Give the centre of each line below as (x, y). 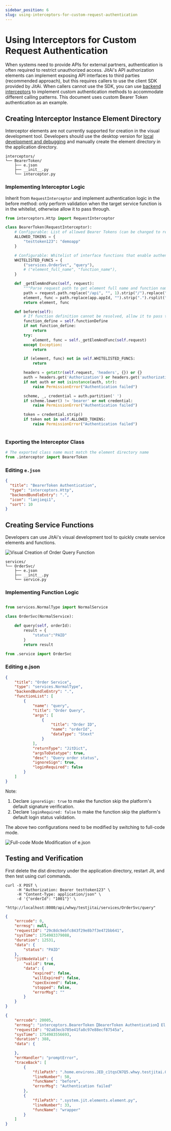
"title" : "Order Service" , (43, 682)
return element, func (47, 302)
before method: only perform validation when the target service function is (83, 204)
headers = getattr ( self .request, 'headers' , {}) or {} (83, 373)
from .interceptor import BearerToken (46, 457)
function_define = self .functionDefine (66, 321)
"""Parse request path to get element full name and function (91, 288)
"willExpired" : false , (56, 978)
